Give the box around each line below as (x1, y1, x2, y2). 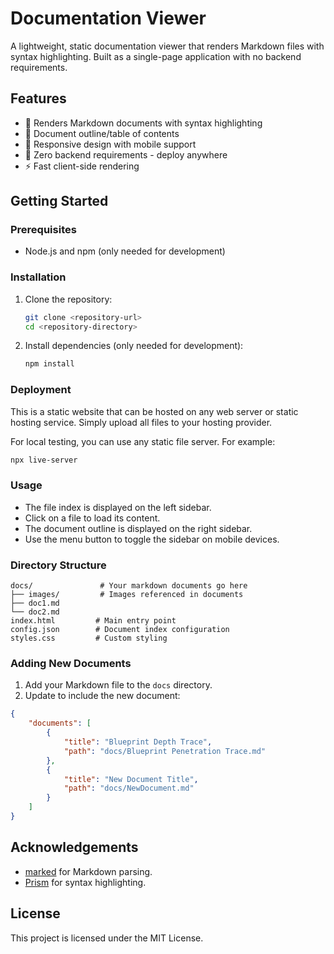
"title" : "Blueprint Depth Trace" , (63, 737, 213, 747)
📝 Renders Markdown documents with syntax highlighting (24, 117, 263, 129)
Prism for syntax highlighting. (24, 876, 147, 888)
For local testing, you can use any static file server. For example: (10, 435, 276, 447)
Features (10, 90, 67, 107)
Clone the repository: (24, 293, 113, 305)
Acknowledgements (10, 839, 139, 856)
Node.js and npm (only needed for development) (24, 245, 226, 257)
